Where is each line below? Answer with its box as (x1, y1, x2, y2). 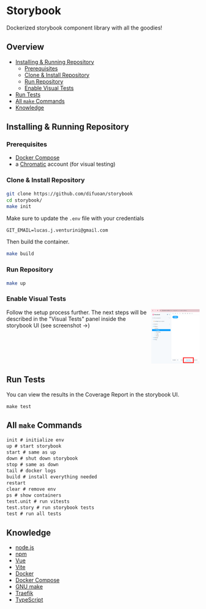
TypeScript (15, 596, 44, 603)
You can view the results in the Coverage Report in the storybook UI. (6, 391, 180, 398)
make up (6, 280, 26, 286)
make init (6, 203, 32, 210)
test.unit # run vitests (6, 498, 70, 505)
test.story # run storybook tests (6, 505, 95, 511)
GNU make (15, 583, 43, 591)
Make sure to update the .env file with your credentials (6, 214, 144, 222)
